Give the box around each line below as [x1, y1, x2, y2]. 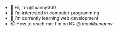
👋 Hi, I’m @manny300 [10, 5, 56, 10]
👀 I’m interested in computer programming [10, 10, 100, 16]
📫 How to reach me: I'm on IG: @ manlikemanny [10, 21, 113, 27]
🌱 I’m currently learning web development [10, 15, 99, 21]
